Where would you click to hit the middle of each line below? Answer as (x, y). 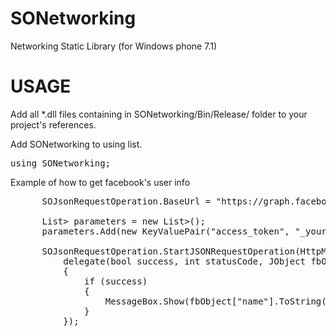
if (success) (116, 281)
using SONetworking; (61, 163)
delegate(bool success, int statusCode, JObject (185, 261)
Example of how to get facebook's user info (100, 182)
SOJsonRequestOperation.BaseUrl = (126, 201)
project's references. (53, 124)
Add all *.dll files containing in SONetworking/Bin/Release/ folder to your (159, 114)
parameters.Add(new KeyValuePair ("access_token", (165, 231)
